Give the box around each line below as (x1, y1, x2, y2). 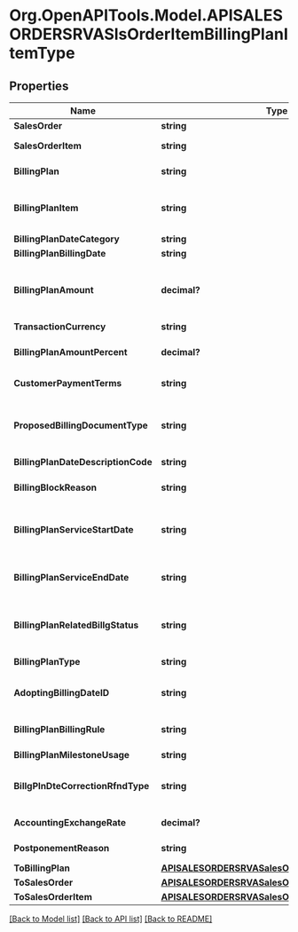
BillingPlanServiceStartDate (13, 524, 135, 535)
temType (9, 43, 75, 63)
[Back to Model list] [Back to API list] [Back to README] (9, 913, 213, 924)
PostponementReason (13, 842, 110, 854)
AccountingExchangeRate (13, 817, 127, 828)
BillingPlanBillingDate (13, 248, 106, 259)
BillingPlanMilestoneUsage (13, 749, 130, 761)
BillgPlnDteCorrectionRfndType (13, 780, 150, 792)
